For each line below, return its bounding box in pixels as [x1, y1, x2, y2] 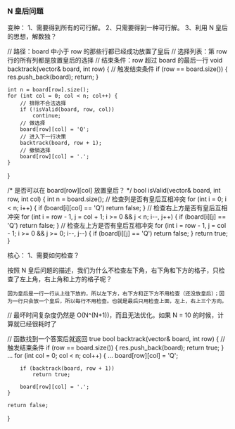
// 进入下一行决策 [20, 134, 67, 141]
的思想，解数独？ [7, 32, 57, 41]
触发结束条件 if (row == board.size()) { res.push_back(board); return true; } [7, 343, 224, 352]
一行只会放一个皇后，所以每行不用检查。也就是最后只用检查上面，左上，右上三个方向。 [12, 297, 227, 305]
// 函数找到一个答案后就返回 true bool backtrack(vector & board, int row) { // [7, 335, 225, 343]
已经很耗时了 [19, 320, 57, 328]
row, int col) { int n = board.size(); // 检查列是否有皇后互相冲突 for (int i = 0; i [7, 195, 227, 203]
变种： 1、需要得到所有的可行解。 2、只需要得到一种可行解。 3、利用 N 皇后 [7, 23, 229, 32]
